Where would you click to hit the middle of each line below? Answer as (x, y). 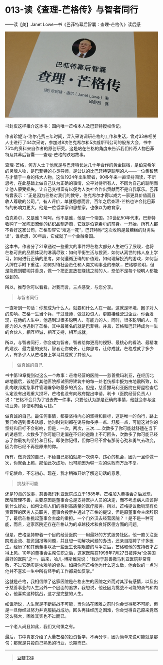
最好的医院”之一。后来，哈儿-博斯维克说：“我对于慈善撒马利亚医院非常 (76, 559)
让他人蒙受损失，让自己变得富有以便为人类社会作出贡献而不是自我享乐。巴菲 (81, 189)
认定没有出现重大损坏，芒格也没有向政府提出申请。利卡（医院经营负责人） (79, 394)
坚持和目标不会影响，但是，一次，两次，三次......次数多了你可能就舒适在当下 (81, 428)
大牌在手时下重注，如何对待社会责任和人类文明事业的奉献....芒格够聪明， (78, 265)
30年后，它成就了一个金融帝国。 (65, 236)
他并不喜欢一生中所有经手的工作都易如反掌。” (50, 571)
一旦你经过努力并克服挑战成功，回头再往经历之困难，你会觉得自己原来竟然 (83, 610)
